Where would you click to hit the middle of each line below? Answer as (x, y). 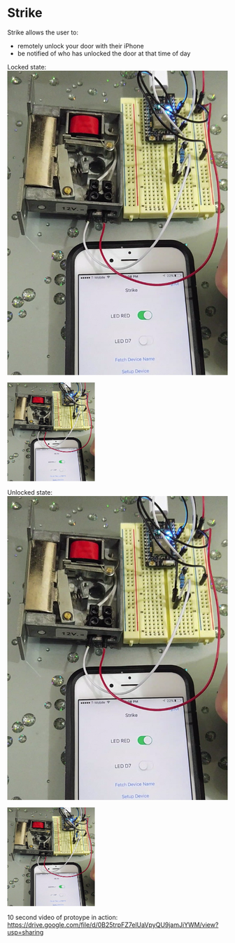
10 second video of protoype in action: (63, 918)
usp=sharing (26, 932)
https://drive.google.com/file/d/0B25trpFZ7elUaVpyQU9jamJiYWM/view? (113, 925)
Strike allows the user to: (43, 32)
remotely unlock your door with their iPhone (81, 46)
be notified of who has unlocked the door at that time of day (104, 53)
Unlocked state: (30, 492)
